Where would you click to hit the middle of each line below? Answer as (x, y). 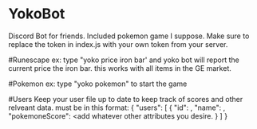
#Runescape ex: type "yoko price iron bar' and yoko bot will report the (124, 60)
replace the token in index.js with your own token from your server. (118, 44)
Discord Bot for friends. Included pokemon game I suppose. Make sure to (129, 36)
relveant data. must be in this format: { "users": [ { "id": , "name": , (117, 107)
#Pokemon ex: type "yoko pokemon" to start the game (98, 84)
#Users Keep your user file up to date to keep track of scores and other (126, 99)
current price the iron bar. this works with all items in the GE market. (120, 68)
